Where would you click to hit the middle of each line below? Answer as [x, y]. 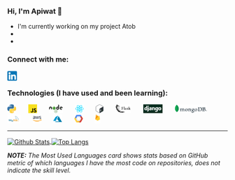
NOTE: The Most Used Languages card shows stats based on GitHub [108, 155]
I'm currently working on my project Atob [77, 27]
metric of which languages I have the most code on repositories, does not [114, 162]
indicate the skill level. [39, 170]
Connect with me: [38, 60]
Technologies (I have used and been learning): [87, 92]
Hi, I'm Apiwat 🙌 [35, 11]
